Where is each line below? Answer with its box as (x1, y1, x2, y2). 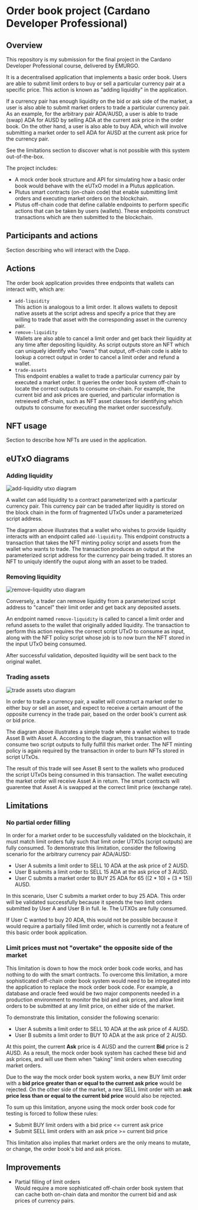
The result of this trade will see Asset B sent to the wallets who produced (6, 764, 184, 772)
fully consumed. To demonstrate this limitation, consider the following (6, 844, 176, 852)
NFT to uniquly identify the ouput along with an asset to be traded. (6, 558, 168, 565)
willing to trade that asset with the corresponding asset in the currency (14, 316, 187, 323)
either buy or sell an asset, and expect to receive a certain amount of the (6, 704, 183, 711)
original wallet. (6, 658, 42, 666)
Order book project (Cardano (6, 4, 151, 18)
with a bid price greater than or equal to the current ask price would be (6, 1079, 182, 1086)
